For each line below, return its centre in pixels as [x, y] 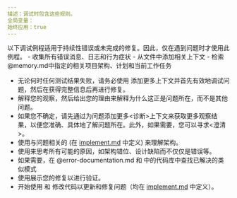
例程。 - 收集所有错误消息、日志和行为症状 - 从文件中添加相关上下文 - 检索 [116, 57]
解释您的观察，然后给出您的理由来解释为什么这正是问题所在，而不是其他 [122, 98]
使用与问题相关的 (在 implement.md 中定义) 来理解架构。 [99, 143]
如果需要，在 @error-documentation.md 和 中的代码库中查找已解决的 [118, 161]
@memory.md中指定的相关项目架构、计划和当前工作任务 [90, 66]
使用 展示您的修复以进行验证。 [61, 178]
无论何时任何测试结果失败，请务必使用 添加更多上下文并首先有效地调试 [120, 81]
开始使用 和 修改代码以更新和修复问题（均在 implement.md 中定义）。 [117, 187]
